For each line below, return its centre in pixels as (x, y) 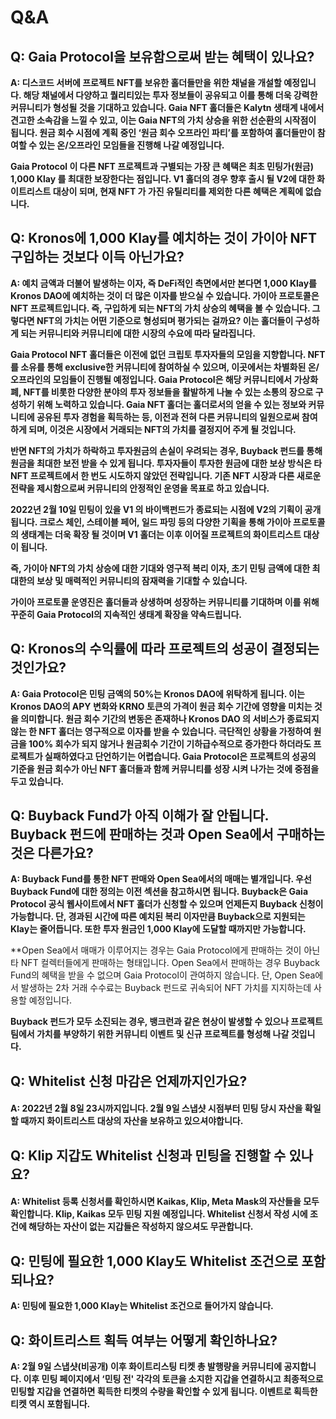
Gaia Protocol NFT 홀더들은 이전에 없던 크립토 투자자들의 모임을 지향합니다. (158, 354)
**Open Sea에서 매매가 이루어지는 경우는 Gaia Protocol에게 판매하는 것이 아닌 (165, 950)
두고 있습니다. (37, 781)
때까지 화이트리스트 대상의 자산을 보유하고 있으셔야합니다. (132, 1121)
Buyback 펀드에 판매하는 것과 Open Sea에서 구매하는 (168, 834)
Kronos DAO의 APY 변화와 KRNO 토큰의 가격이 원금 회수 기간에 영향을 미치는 (161, 706)
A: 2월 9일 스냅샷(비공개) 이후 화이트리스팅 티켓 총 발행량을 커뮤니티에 (146, 1367)
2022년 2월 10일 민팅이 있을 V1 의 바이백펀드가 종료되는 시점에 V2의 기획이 (156, 509)
